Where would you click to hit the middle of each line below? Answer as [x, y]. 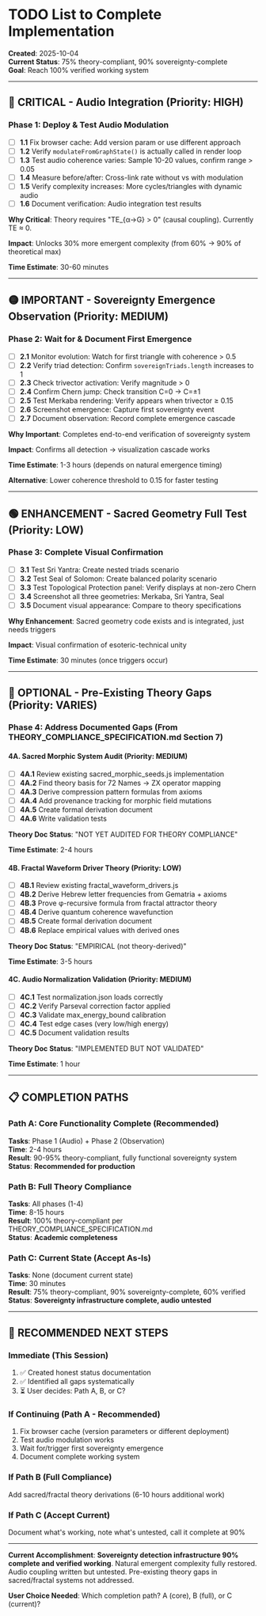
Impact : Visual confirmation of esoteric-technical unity [98, 645]
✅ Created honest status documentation [85, 1373]
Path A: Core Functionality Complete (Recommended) [114, 1124]
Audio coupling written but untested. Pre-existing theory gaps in [113, 1572]
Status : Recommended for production [72, 1166]
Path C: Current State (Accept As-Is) [80, 1258]
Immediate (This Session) [59, 1355]
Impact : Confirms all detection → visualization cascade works [109, 450]
